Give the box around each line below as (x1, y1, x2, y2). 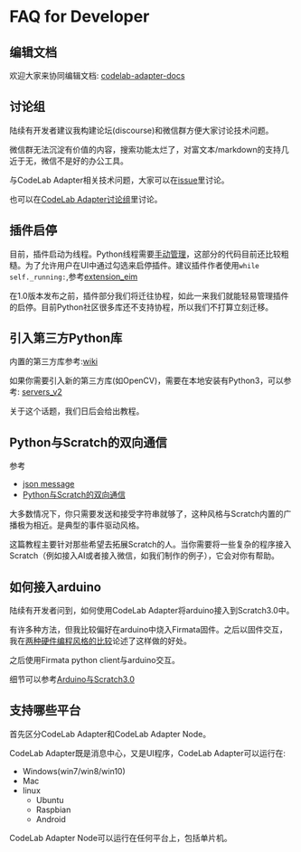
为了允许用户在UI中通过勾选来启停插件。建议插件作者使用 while (24, 259, 259, 270)
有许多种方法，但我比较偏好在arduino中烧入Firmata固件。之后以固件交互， (9, 624, 287, 635)
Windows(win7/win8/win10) (22, 765, 127, 776)
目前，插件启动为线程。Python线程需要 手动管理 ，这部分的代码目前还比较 (9, 248, 282, 259)
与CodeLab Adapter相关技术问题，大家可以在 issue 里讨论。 (9, 174, 230, 185)
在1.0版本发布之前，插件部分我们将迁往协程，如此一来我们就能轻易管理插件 (9, 290, 289, 301)
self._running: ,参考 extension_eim (9, 271, 138, 282)
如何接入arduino (9, 579, 102, 595)
